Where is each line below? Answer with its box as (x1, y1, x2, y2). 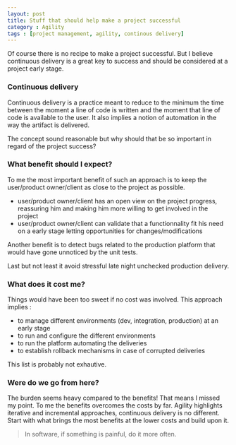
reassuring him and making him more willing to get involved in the (17, 204, 209, 213)
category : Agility (7, 23, 65, 30)
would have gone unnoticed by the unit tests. (7, 248, 138, 256)
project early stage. (7, 64, 64, 73)
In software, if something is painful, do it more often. (24, 430, 177, 439)
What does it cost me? (7, 279, 86, 289)
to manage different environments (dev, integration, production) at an (17, 316, 218, 325)
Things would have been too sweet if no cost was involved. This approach (7, 295, 223, 304)
